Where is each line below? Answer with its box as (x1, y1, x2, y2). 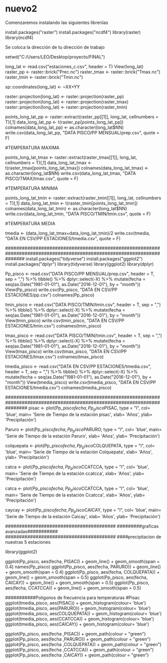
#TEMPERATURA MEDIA (5, 220, 56, 226)
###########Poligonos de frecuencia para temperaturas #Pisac (5, 595, 140, 601)
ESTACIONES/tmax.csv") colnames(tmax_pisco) (5, 353, 104, 359)
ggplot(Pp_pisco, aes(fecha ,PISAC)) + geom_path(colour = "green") (5, 631, 146, 637)
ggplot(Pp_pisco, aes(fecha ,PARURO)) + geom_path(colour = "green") (5, 636, 151, 642)
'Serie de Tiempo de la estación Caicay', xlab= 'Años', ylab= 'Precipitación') (5, 513, 161, 519)
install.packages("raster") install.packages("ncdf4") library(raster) (5, 29, 141, 35)
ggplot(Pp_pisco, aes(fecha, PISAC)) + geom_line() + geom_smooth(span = (5, 558, 160, 564)
